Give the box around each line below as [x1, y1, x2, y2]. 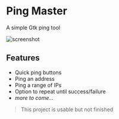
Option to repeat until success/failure [14, 88, 106, 95]
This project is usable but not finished [20, 106, 114, 113]
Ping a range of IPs [14, 81, 62, 89]
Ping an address [14, 75, 55, 82]
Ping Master [6, 4, 67, 18]
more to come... [14, 94, 54, 101]
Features [6, 53, 40, 63]
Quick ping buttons [14, 69, 62, 76]
